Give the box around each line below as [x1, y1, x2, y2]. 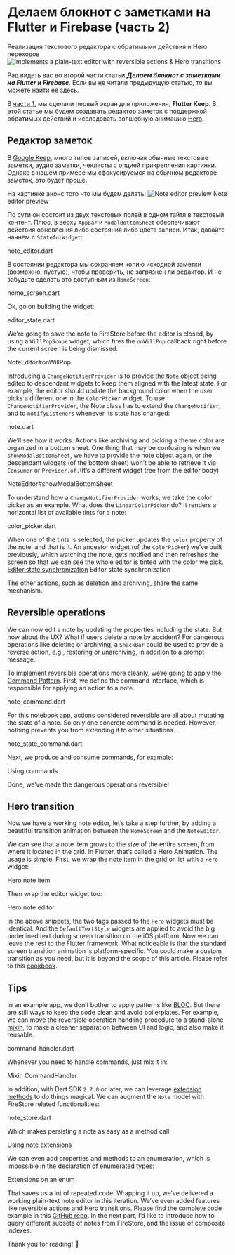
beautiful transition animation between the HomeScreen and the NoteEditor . [7, 827, 221, 835]
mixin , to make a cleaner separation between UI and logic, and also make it [7, 1023, 224, 1032]
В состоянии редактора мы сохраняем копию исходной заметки [7, 260, 202, 268]
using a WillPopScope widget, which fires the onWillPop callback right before [7, 336, 227, 345]
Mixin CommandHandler [7, 1072, 78, 1080]
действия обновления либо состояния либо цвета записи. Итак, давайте [7, 225, 226, 234]
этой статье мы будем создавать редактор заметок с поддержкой [7, 107, 207, 115]
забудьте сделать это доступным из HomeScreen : [7, 275, 151, 283]
